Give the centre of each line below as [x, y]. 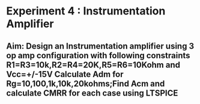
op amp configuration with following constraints [98, 55]
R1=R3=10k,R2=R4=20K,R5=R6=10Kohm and [93, 65]
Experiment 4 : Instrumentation [86, 11]
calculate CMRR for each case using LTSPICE [92, 93]
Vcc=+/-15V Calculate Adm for [65, 74]
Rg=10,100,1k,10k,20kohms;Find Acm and [86, 83]
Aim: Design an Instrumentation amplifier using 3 [100, 46]
